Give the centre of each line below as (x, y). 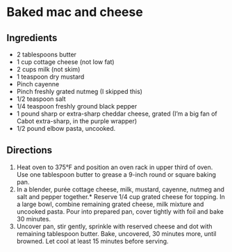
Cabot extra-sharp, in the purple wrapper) (77, 121)
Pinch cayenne (38, 84)
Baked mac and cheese (75, 12)
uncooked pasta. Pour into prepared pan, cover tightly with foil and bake (120, 211)
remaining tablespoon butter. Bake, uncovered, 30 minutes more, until (116, 233)
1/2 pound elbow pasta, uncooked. (66, 128)
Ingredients (32, 38)
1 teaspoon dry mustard (50, 77)
